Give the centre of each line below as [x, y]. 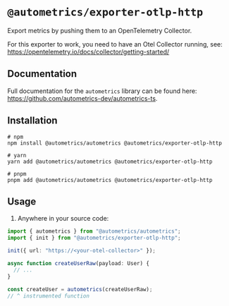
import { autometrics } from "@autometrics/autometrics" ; [94, 231]
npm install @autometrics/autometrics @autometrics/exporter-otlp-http [114, 143]
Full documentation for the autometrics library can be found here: [102, 91]
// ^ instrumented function [49, 296]
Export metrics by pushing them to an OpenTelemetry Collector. [100, 30]
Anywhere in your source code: [63, 219]
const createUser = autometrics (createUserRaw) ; [80, 289]
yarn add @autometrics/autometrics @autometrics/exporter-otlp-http [110, 161]
